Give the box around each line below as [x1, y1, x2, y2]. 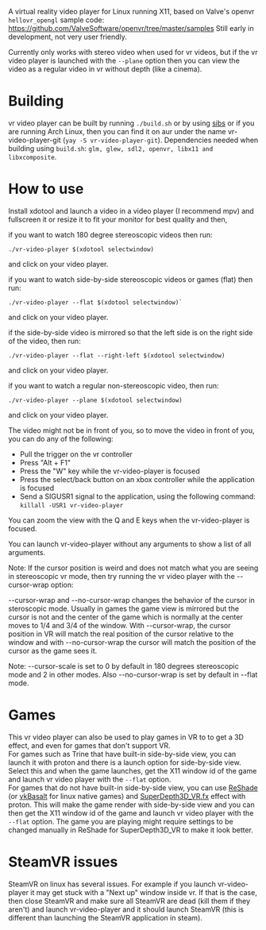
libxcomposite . [8, 152, 57, 161]
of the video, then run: [8, 336, 81, 345]
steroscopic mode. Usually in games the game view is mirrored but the [8, 604, 240, 613]
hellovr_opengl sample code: [8, 15, 105, 25]
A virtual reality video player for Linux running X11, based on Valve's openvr [8, 7, 255, 16]
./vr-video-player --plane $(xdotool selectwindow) [8, 396, 183, 404]
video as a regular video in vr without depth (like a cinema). [8, 64, 202, 74]
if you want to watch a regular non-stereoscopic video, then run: [8, 380, 219, 390]
